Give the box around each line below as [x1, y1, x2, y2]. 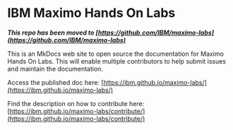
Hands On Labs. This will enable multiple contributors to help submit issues [7, 57, 227, 65]
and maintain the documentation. [7, 64, 104, 73]
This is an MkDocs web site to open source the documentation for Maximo [7, 49, 225, 58]
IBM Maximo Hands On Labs [7, 5, 176, 21]
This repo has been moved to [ [7, 28, 99, 37]
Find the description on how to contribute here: [7, 99, 145, 107]
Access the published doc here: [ [7, 78, 104, 86]
